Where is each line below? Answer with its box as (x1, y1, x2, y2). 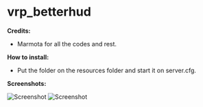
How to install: (7, 52, 49, 61)
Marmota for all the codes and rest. (16, 40, 117, 48)
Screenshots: (7, 79, 47, 87)
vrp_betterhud (7, 4, 91, 20)
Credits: (7, 27, 31, 35)
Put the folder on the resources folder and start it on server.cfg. (16, 66, 197, 74)
